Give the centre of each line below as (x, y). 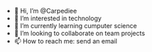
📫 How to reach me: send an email (65, 41)
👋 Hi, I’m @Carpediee (45, 11)
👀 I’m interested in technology (58, 18)
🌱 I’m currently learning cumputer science (75, 26)
